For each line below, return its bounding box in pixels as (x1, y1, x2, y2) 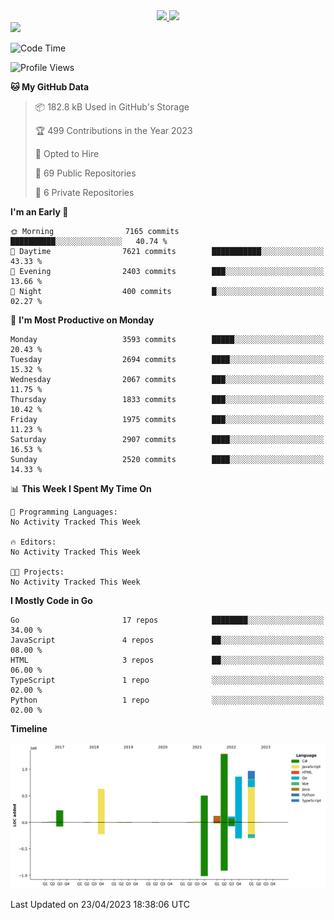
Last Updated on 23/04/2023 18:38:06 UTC (10, 898, 190, 910)
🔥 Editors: (10, 537, 57, 547)
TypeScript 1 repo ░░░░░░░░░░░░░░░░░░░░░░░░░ (10, 675, 325, 685)
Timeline (10, 723, 48, 734)
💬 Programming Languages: (10, 507, 118, 517)
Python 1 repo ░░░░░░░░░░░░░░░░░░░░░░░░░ (10, 695, 325, 705)
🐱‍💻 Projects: (10, 567, 65, 577)
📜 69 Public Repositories (34, 167, 137, 179)
